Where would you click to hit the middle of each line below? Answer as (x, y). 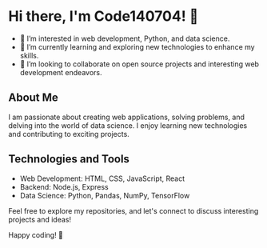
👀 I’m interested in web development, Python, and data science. (125, 38)
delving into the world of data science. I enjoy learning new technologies (128, 125)
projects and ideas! (40, 219)
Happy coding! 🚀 (36, 234)
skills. (29, 55)
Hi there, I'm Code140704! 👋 (104, 16)
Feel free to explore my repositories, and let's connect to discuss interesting (133, 210)
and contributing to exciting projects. (69, 134)
